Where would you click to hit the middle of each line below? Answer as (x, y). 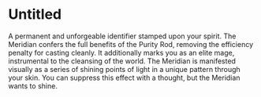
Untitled (35, 14)
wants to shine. (33, 86)
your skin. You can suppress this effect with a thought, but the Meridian (124, 77)
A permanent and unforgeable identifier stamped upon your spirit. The (122, 36)
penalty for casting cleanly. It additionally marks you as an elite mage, (121, 52)
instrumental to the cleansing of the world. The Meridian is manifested (122, 61)
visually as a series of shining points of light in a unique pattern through (124, 69)
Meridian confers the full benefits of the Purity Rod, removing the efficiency (131, 44)
